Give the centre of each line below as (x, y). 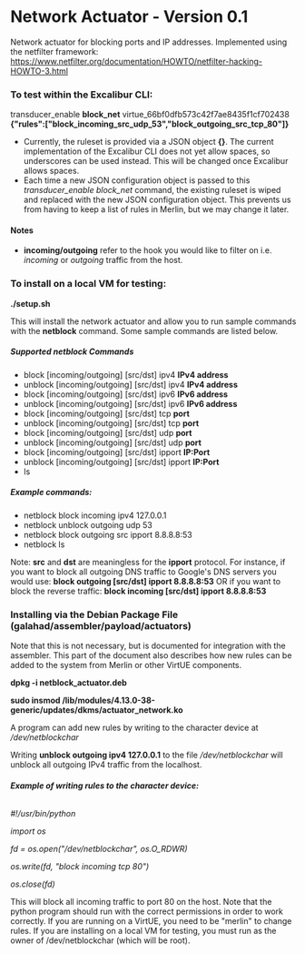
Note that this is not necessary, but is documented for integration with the (148, 645)
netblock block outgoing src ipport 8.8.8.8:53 (108, 534)
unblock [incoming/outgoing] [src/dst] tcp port (111, 423)
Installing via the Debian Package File (94, 614)
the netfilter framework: (54, 51)
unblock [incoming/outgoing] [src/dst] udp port (113, 442)
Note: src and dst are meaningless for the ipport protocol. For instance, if (148, 562)
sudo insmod (35, 700)
